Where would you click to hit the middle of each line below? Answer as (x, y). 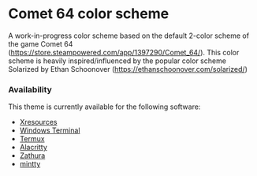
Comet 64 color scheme (89, 14)
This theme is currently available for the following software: (104, 107)
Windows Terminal (50, 130)
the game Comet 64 (41, 43)
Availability (30, 89)
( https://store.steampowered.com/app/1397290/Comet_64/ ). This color (124, 52)
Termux (32, 139)
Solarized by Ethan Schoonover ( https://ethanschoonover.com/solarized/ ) (128, 69)
